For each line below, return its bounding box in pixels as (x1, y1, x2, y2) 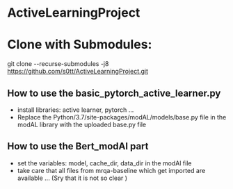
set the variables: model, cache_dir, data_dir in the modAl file (17, 158, 192, 167)
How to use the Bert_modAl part (7, 140, 149, 152)
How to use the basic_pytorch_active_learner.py (7, 87, 221, 99)
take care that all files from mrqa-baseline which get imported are (17, 166, 206, 174)
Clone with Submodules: (7, 37, 152, 53)
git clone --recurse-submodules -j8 (7, 60, 109, 68)
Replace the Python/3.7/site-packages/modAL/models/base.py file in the (17, 113, 227, 121)
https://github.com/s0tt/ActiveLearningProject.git (7, 67, 148, 76)
